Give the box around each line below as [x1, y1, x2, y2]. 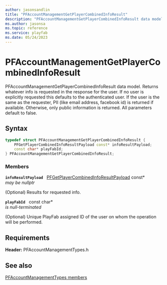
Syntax [5, 124, 28, 133]
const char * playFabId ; [14, 147, 64, 152]
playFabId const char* [5, 199, 53, 205]
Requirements [5, 233, 50, 242]
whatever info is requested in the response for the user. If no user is [5, 89, 144, 95]
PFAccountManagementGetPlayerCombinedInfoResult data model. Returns [5, 83, 159, 90]
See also [5, 261, 32, 270]
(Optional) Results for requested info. [5, 190, 81, 195]
